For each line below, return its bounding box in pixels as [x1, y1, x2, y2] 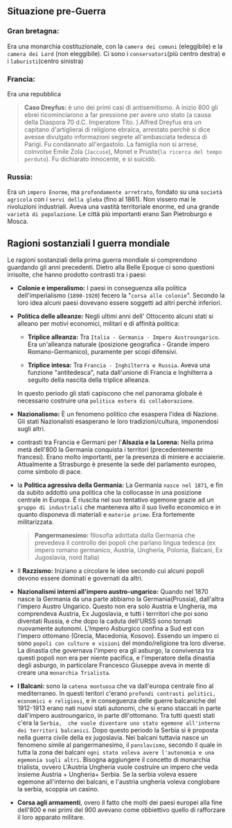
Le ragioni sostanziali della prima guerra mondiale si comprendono [7, 256, 197, 264]
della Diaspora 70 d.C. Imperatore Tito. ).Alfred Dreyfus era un [24, 118, 202, 126]
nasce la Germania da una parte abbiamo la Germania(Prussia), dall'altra [17, 595, 224, 604]
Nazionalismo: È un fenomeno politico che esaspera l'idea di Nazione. [17, 410, 219, 419]
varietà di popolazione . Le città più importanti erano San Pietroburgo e [7, 210, 213, 218]
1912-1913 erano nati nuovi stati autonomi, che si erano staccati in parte [17, 704, 222, 712]
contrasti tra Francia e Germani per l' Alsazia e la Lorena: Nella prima [17, 438, 213, 446]
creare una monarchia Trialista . [17, 669, 111, 677]
